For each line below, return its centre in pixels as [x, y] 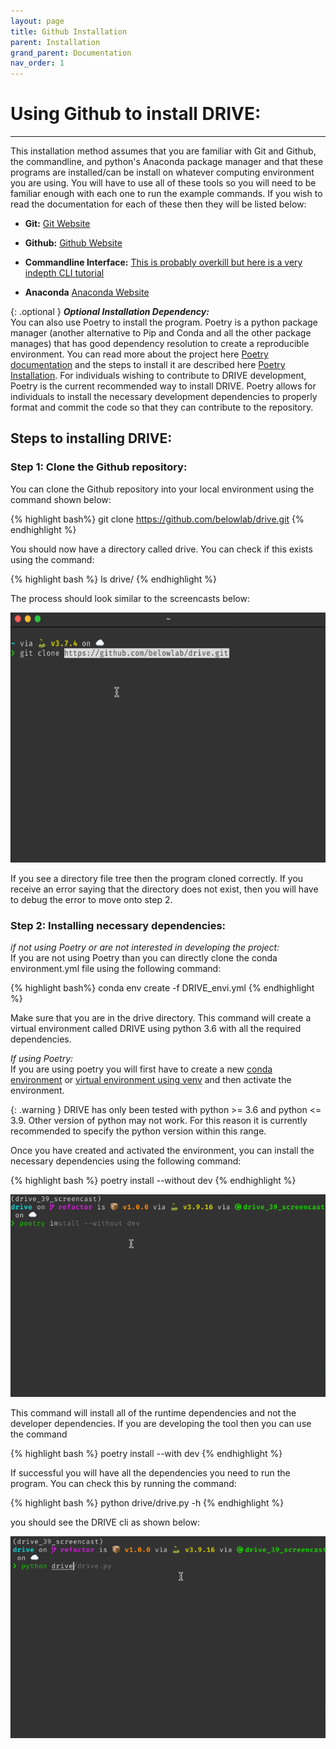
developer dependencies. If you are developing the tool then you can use [161, 1423]
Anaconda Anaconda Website [87, 292]
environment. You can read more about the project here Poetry [139, 354]
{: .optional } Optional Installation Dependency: [110, 312]
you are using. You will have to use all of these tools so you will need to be [163, 183]
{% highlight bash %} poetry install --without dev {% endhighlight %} [153, 1181]
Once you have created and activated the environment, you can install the [162, 1151]
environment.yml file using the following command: [116, 969]
